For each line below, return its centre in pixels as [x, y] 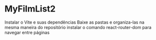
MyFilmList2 [30, 9]
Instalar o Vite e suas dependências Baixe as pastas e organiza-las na [74, 22]
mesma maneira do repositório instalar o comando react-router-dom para [78, 27]
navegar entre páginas [27, 32]
